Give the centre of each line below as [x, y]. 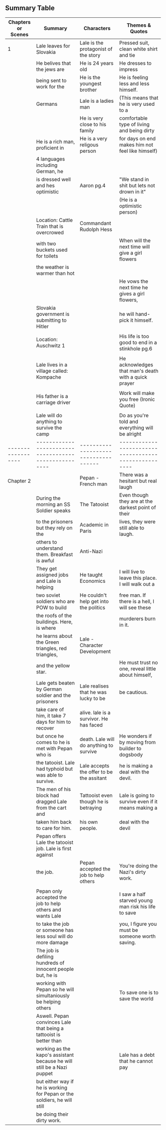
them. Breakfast [55, 554]
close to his [93, 124]
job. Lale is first [54, 848]
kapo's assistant [55, 1055]
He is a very [94, 138]
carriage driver [53, 402]
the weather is [53, 267]
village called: [52, 371]
